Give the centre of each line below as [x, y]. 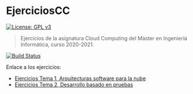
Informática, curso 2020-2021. [57, 44]
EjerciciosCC [38, 11]
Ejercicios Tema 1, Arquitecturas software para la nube [80, 78]
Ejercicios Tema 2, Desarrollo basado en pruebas [74, 84]
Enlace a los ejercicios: [34, 67]
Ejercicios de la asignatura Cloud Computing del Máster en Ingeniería [104, 38]
